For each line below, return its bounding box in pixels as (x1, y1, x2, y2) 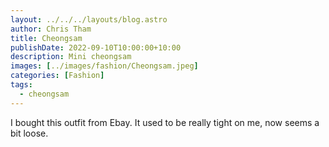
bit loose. (10, 127, 49, 139)
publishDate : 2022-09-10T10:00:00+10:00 (10, 42, 182, 53)
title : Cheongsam (10, 33, 83, 43)
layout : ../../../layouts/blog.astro (10, 14, 168, 25)
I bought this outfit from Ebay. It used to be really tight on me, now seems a (10, 116, 320, 128)
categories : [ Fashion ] (10, 71, 105, 81)
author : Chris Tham (10, 24, 92, 34)
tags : (10, 80, 33, 90)
